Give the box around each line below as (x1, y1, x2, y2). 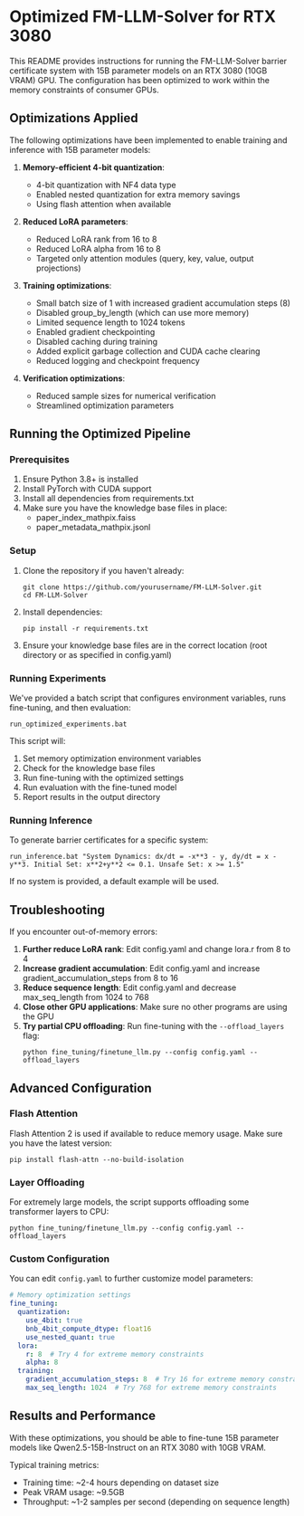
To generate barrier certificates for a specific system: (9, 834, 209, 845)
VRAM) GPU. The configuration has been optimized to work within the (9, 74, 270, 85)
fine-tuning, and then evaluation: (9, 702, 131, 713)
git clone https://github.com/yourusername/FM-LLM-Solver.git (22, 582, 262, 592)
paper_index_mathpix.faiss (35, 512, 137, 523)
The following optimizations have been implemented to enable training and (9, 134, 288, 146)
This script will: (9, 736, 66, 747)
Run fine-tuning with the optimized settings (22, 772, 184, 784)
